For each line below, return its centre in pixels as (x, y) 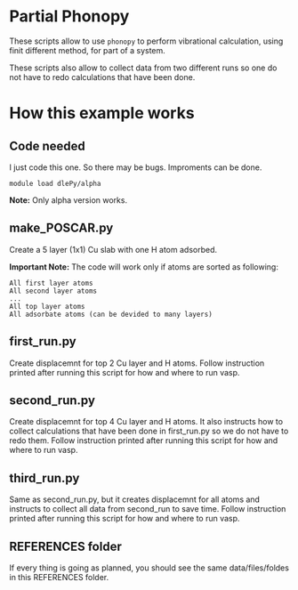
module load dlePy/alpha (55, 183)
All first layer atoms (51, 283)
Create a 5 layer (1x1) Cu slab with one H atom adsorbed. (113, 249)
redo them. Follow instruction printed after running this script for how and (144, 440)
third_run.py (44, 478)
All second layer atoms (53, 291)
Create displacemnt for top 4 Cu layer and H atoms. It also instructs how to (146, 422)
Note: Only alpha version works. (68, 200)
